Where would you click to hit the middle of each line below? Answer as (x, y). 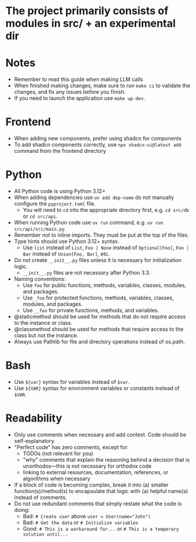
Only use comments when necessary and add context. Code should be (100, 435)
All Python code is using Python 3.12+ (60, 191)
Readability (34, 418)
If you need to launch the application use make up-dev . (79, 98)
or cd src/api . (40, 216)
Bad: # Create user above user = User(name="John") (87, 516)
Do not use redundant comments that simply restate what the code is (98, 504)
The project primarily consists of (87, 11)
